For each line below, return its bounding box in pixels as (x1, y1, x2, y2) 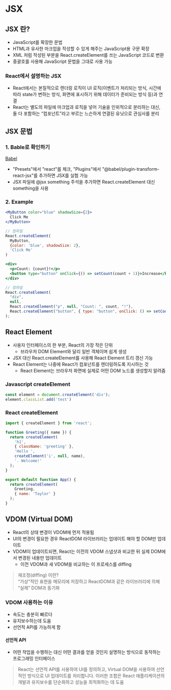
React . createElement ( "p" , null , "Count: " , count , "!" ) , (10, 304, 133, 309)
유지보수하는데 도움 (12, 618, 51, 624)
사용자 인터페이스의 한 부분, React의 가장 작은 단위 (12, 342, 113, 348)
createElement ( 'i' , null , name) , (14, 453, 85, 459)
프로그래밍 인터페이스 (12, 655, 55, 662)
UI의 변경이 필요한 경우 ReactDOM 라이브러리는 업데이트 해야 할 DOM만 (12, 535, 157, 542)
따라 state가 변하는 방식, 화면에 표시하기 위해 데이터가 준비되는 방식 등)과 (12, 91, 158, 98)
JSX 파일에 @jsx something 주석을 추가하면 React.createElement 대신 (12, 178, 155, 185)
